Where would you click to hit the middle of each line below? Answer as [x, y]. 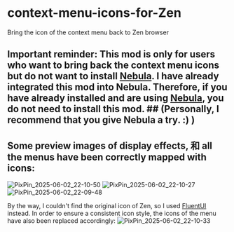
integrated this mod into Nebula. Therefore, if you [117, 87]
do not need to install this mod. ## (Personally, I [113, 109]
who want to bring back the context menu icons [113, 66]
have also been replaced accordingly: [61, 221]
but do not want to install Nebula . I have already [113, 76]
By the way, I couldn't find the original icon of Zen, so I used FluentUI [107, 206]
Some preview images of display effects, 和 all [110, 145]
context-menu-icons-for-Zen [95, 13]
